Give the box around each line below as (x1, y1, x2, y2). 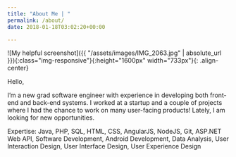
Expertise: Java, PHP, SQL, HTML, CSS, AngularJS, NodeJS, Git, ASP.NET (7, 127, 222, 136)
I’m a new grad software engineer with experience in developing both (7, 91, 209, 99)
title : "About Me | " (7, 10, 71, 18)
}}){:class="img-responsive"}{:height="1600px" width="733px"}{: (7, 56, 199, 65)
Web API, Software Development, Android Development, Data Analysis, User (7, 134, 229, 143)
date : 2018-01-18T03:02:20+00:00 (7, 23, 106, 30)
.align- (199, 56, 219, 65)
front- (210, 91, 227, 99)
